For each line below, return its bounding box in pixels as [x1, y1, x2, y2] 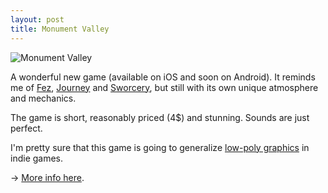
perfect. [10, 122, 43, 134]
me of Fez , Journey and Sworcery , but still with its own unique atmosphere [10, 81, 319, 93]
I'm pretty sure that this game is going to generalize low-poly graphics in [10, 141, 310, 153]
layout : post [10, 14, 65, 25]
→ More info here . [10, 171, 85, 183]
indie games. [10, 152, 64, 164]
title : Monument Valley [10, 24, 110, 34]
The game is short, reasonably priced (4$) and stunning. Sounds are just [10, 111, 310, 123]
